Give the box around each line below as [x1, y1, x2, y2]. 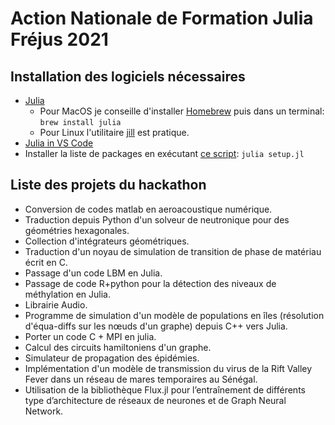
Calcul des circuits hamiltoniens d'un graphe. [24, 341, 212, 353]
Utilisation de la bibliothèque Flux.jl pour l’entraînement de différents [24, 383, 306, 396]
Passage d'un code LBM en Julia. [24, 267, 163, 279]
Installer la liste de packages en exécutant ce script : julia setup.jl [24, 148, 305, 159]
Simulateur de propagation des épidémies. [24, 352, 200, 364]
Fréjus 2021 [10, 28, 109, 51]
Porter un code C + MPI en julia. [24, 330, 157, 342]
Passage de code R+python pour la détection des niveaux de [24, 277, 277, 289]
